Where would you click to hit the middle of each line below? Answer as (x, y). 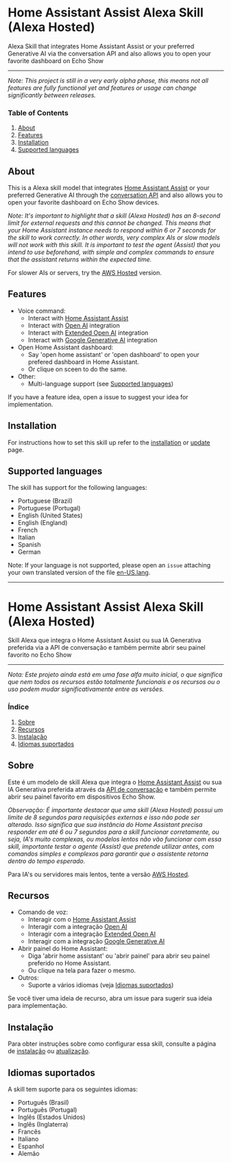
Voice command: (41, 311)
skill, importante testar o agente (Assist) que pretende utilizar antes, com (111, 846)
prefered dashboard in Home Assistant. (83, 362)
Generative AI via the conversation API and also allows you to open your (109, 54)
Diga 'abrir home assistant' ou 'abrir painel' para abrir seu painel (119, 956)
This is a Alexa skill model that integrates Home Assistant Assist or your (109, 188)
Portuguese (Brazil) (45, 501)
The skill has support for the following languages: (77, 488)
